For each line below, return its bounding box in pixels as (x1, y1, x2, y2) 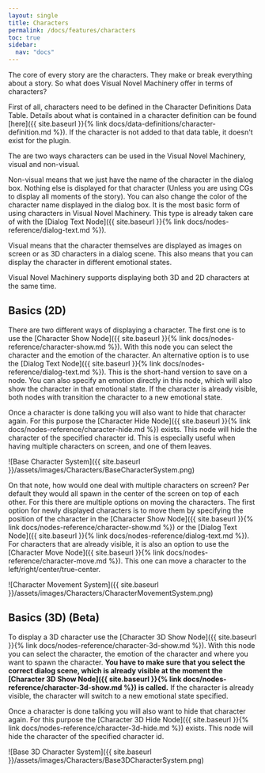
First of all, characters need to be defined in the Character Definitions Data (8, 102, 252, 112)
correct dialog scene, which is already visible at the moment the (8, 665, 223, 675)
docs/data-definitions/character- (108, 119, 216, 128)
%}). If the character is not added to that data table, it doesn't (52, 127, 253, 137)
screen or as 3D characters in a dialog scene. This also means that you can (8, 249, 254, 258)
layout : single (8, 11, 59, 20)
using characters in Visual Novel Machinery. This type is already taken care (8, 209, 254, 218)
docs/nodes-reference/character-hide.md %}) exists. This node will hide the (8, 424, 257, 434)
